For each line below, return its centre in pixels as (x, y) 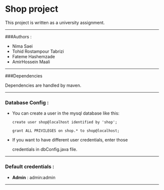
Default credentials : (30, 166)
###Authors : (18, 36)
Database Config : (27, 102)
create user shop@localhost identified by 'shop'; (65, 122)
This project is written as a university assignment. (55, 23)
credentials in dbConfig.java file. (45, 149)
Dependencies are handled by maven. (43, 85)
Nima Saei (22, 46)
